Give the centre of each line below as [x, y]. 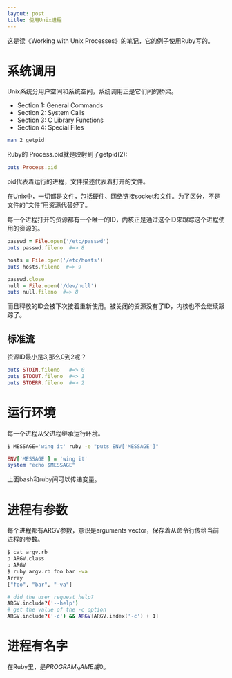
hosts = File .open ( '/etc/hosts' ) [55, 260]
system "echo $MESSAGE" [41, 465]
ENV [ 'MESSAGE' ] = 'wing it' [48, 459]
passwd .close [26, 279]
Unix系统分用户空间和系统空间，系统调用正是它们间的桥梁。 [92, 91]
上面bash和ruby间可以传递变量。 [54, 479]
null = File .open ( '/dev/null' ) [52, 286]
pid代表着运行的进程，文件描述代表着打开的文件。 [78, 181]
